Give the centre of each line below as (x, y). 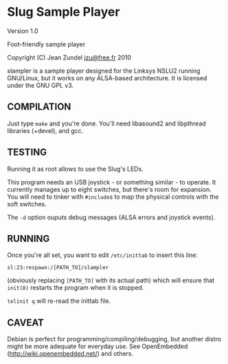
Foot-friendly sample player (46, 44)
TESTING (27, 153)
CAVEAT (26, 323)
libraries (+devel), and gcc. (45, 130)
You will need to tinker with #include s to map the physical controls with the (113, 197)
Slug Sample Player (64, 12)
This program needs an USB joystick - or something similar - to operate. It (112, 182)
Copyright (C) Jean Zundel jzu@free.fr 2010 (69, 57)
